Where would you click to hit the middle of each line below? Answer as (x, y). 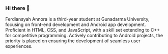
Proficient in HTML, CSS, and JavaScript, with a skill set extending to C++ (83, 30)
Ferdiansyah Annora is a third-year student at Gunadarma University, (77, 19)
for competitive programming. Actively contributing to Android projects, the (84, 36)
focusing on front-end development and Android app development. (76, 24)
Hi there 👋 (18, 8)
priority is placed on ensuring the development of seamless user (73, 41)
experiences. (19, 46)
